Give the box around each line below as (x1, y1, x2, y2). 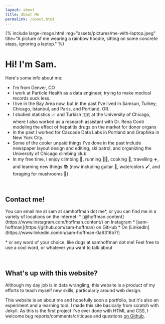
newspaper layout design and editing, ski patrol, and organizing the (12, 145, 152, 151)
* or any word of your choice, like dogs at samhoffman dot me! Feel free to (5, 239, 159, 245)
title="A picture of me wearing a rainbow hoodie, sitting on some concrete (5, 35, 158, 41)
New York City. (12, 134, 44, 140)
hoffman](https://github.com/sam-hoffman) (5, 224, 95, 230)
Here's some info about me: (5, 75, 63, 81)
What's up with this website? (5, 268, 98, 277)
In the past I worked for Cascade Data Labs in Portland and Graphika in (12, 129, 159, 135)
